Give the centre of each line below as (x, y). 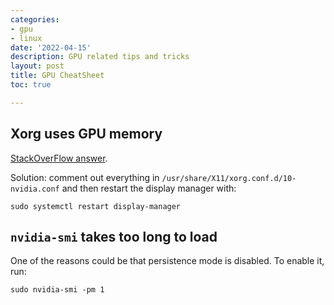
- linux (26, 38)
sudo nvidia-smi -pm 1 (57, 290)
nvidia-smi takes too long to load (114, 236)
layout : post (37, 66)
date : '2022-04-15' (51, 47)
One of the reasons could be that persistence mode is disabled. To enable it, (167, 261)
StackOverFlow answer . (59, 158)
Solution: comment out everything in (85, 177)
